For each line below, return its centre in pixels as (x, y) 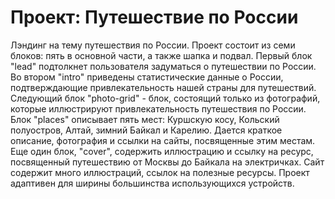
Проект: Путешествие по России (154, 17)
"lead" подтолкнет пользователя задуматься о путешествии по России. (163, 66)
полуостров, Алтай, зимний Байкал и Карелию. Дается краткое (146, 130)
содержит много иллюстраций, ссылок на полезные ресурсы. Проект (160, 172)
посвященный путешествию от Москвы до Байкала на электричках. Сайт (167, 162)
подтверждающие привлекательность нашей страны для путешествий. (163, 87)
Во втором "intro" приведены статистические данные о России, (147, 77)
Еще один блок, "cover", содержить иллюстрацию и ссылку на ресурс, (162, 151)
